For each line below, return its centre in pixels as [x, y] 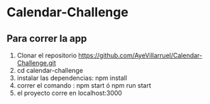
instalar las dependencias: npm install [72, 78]
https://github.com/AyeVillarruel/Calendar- [140, 55]
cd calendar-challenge [50, 70]
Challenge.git [36, 63]
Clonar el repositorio [47, 55]
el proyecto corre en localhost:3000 [69, 93]
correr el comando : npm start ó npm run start [84, 85]
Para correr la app [47, 39]
